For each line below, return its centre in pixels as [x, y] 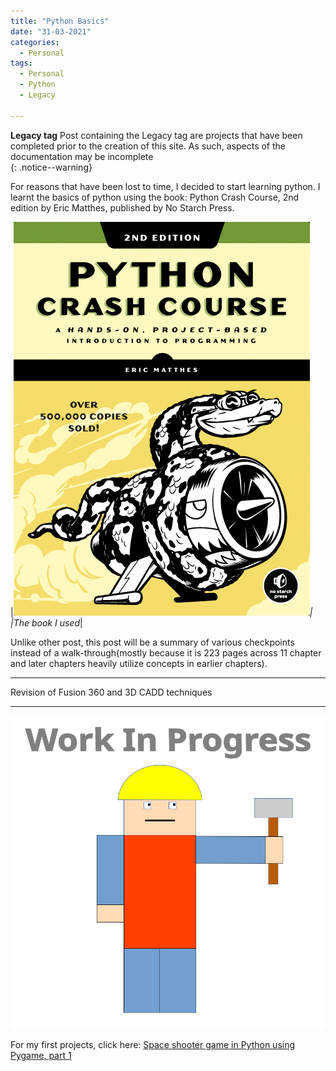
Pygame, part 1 [41, 1056]
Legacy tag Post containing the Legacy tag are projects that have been [156, 135]
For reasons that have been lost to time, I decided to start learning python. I [165, 186]
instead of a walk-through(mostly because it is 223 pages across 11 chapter [166, 652]
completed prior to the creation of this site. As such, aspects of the [148, 146]
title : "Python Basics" [60, 21]
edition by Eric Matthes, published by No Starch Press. [122, 207]
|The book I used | [46, 622]
